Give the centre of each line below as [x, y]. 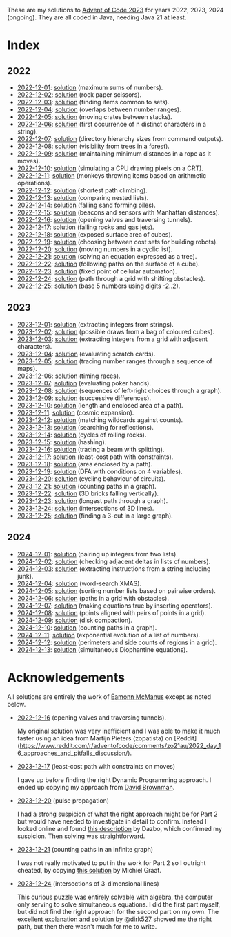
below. [17, 704]
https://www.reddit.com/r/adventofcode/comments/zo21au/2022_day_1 [120, 745]
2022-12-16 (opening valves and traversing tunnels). [92, 717]
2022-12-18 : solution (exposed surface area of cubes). [95, 234]
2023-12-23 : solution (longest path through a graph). [92, 500]
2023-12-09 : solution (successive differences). [84, 398]
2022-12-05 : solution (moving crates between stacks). [94, 117]
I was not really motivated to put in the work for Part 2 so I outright [111, 863]
